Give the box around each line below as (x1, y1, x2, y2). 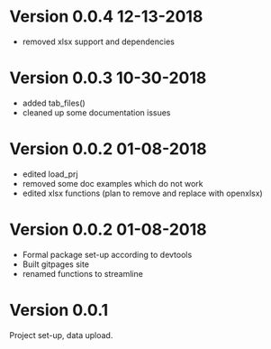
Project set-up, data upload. (9, 329, 113, 340)
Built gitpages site (22, 259, 90, 270)
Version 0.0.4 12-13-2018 (9, 6, 203, 27)
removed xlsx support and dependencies (22, 36, 176, 47)
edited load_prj (22, 169, 78, 179)
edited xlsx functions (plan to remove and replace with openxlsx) (22, 188, 263, 198)
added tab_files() (22, 97, 86, 108)
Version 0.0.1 (9, 299, 109, 320)
